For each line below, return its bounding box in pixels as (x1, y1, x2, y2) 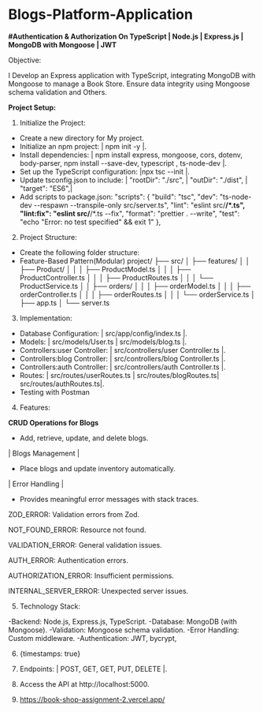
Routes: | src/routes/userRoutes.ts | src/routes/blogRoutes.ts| (19, 370, 220, 380)
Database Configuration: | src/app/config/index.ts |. (19, 328, 187, 338)
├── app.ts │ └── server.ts (19, 298, 110, 307)
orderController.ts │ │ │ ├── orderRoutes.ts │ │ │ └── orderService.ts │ (19, 290, 256, 299)
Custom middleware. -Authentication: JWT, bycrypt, (8, 633, 177, 643)
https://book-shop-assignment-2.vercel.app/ (19, 695, 165, 704)
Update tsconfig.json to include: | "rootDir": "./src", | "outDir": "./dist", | (19, 175, 248, 185)
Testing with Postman (19, 387, 91, 396)
